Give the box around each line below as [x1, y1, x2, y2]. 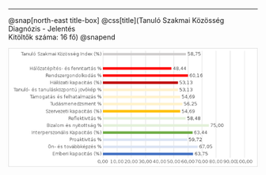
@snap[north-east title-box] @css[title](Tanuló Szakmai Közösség [8, 16, 225, 24]
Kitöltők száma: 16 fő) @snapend [8, 32, 116, 42]
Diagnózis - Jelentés [8, 24, 76, 33]
